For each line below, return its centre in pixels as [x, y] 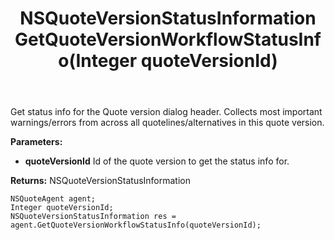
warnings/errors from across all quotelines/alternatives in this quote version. [167, 123]
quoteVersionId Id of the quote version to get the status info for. [157, 161]
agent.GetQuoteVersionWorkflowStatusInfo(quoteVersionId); [136, 225]
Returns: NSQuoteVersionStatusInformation [101, 181]
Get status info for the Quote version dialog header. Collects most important [166, 112]
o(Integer [98, 61]
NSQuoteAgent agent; [53, 199]
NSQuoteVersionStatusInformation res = [93, 217]
